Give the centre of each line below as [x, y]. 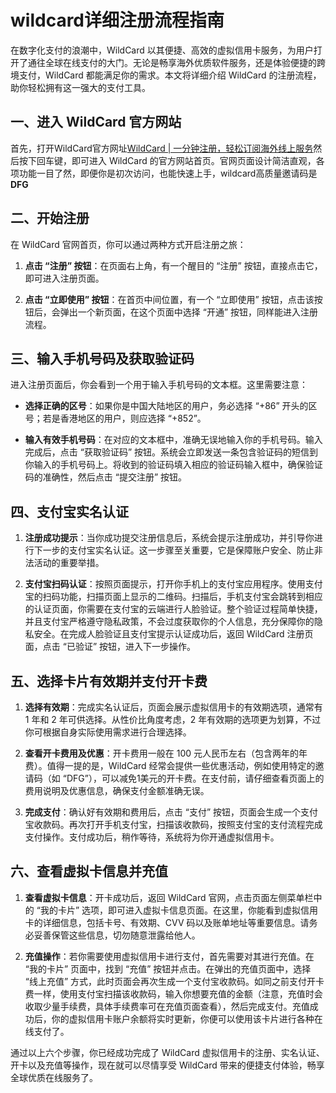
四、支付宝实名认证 [69, 511]
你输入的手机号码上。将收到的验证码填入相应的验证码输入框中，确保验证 [173, 465]
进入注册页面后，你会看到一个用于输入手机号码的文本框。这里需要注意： [159, 385]
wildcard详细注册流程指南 [117, 20]
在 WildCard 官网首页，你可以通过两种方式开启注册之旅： [128, 244]
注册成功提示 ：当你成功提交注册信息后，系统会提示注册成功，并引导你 [169, 538]
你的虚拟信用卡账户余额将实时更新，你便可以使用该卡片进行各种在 [187, 1018]
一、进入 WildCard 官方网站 [96, 122]
